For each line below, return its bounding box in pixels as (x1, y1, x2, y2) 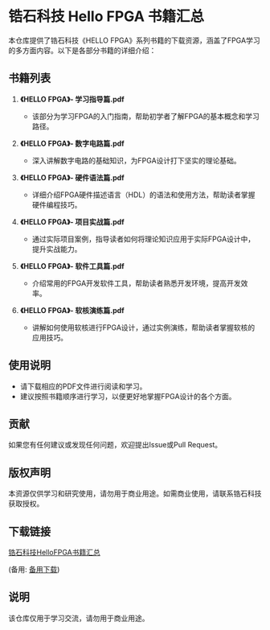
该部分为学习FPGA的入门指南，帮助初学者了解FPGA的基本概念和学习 (31, 111, 260, 121)
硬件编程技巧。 (31, 200, 82, 209)
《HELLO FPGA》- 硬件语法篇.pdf (19, 172, 125, 182)
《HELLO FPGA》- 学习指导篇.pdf (19, 94, 125, 104)
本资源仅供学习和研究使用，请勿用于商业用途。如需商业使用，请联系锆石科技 (8, 488, 262, 499)
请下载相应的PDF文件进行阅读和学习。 (19, 381, 147, 391)
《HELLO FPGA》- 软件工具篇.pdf (19, 261, 125, 270)
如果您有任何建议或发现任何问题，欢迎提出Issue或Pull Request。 (8, 440, 223, 450)
